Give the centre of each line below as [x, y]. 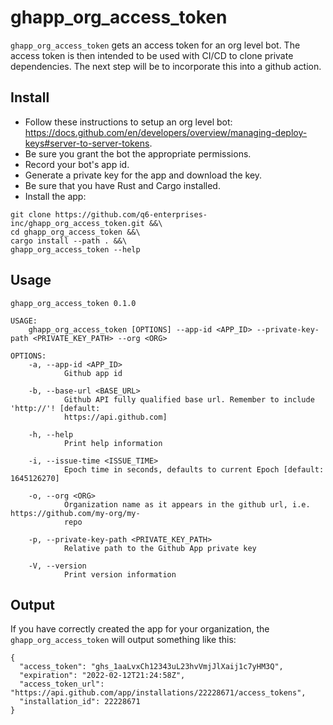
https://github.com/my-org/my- [75, 513]
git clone [31, 214]
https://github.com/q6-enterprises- [131, 214]
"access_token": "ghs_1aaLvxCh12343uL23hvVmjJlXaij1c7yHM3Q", [151, 667]
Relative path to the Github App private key [160, 548]
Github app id [93, 373]
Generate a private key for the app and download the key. [143, 175]
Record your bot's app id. [77, 164]
